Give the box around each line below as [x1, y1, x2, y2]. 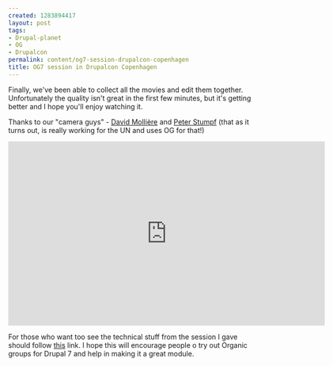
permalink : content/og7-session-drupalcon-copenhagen [8, 56, 190, 64]
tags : [8, 26, 26, 34]
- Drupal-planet [8, 33, 62, 42]
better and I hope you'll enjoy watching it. [8, 101, 143, 111]
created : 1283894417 [8, 11, 77, 20]
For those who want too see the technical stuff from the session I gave [8, 332, 238, 341]
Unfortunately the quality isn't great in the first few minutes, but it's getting [8, 93, 252, 103]
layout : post [8, 19, 51, 27]
